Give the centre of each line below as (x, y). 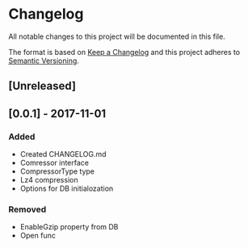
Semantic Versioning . (44, 61)
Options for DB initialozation (67, 189)
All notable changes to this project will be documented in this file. (117, 36)
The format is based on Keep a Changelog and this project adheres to (124, 52)
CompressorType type (57, 171)
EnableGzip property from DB (69, 227)
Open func (38, 236)
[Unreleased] (42, 86)
